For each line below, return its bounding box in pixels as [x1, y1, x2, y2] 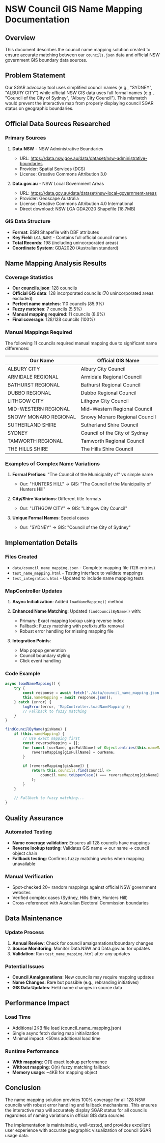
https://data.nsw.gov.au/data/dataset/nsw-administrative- [30, 155, 147, 161]
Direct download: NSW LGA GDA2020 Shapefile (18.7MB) [19, 206, 136, 211]
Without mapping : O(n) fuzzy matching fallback [12, 1064, 110, 1070]
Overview [5, 34, 36, 42]
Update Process [5, 929, 44, 936]
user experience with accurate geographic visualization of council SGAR [5, 1127, 151, 1133]
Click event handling [19, 658, 61, 664]
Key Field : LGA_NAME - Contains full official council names [12, 234, 127, 240]
